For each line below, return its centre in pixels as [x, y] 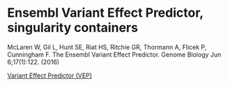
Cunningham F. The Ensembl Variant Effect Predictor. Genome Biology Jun [114, 55]
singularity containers [73, 28]
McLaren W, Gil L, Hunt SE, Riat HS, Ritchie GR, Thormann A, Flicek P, [107, 47]
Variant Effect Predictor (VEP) [50, 76]
